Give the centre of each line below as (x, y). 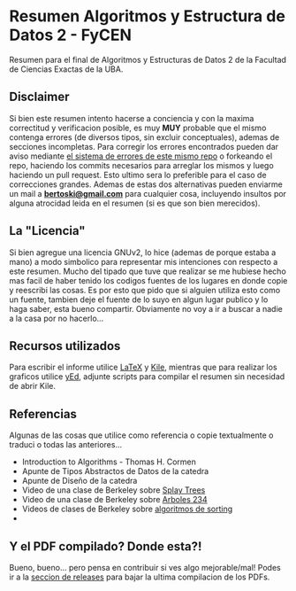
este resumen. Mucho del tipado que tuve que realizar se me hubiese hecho (148, 271)
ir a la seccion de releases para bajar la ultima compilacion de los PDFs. (140, 577)
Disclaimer (39, 97)
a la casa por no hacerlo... (57, 318)
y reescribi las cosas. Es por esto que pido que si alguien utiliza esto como (145, 290)
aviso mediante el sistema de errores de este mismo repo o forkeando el (141, 156)
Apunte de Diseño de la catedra (80, 481)
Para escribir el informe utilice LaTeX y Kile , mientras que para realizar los (143, 367)
